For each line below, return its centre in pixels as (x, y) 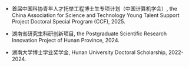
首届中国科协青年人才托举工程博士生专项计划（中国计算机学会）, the (94, 9)
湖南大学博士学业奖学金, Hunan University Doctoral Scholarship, (89, 52)
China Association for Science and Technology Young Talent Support (95, 15)
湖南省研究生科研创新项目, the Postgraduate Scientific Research (89, 33)
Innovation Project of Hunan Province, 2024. (65, 40)
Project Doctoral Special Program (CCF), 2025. (68, 21)
